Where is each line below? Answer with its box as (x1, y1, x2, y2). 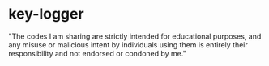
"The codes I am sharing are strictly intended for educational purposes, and (8, 31, 262, 41)
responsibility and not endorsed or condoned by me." (8, 48, 186, 58)
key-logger (8, 5, 84, 23)
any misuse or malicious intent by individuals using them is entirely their (8, 39, 249, 49)
